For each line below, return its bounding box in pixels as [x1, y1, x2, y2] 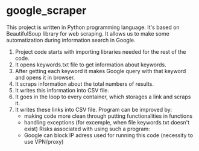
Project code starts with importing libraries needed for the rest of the [14, 48, 186, 55]
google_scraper [6, 4, 87, 18]
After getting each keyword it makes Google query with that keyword [14, 67, 186, 74]
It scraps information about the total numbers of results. [14, 80, 154, 88]
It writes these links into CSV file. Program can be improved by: [14, 106, 172, 113]
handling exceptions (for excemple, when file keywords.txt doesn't [24, 118, 190, 126]
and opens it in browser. [14, 74, 75, 81]
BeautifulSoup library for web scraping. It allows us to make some [6, 30, 170, 37]
